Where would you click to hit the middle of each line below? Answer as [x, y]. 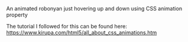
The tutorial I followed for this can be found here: [67, 26]
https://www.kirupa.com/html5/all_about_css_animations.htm [82, 33]
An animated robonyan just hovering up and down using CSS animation [94, 9]
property [17, 15]
